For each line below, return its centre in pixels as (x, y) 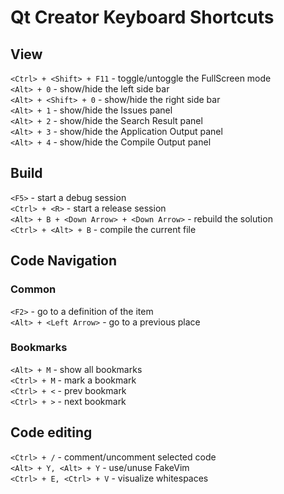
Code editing (51, 432)
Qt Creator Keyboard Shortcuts (142, 17)
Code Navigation (64, 261)
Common (33, 289)
